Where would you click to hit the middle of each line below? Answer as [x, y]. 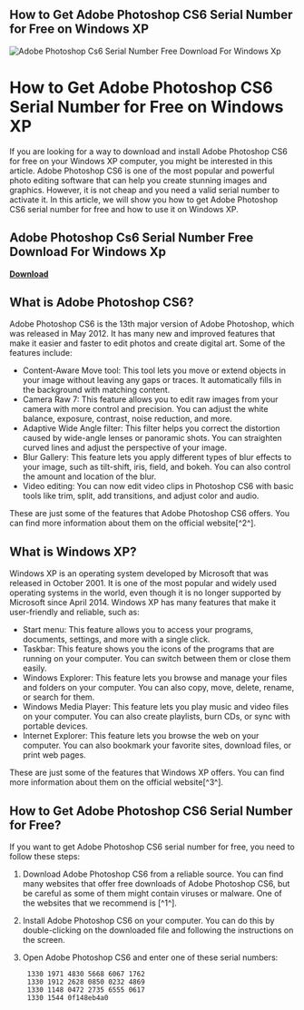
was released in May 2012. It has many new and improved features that [142, 334]
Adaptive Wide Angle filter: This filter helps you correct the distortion [151, 428]
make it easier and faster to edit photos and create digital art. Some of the [147, 343]
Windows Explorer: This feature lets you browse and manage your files [155, 678]
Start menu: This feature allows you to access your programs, [138, 630]
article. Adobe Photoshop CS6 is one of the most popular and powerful [142, 171]
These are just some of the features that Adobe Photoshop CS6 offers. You [150, 514]
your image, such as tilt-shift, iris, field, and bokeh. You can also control [157, 467]
